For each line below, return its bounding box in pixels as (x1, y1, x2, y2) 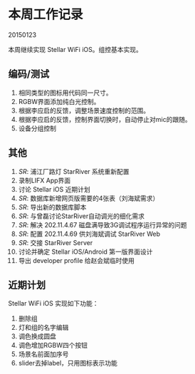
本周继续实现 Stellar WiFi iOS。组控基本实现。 (8, 45, 143, 53)
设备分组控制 (18, 124, 56, 133)
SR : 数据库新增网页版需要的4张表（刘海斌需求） (18, 194, 159, 202)
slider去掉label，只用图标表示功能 (18, 359, 118, 368)
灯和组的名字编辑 (18, 323, 69, 332)
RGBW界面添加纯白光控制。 (18, 97, 100, 105)
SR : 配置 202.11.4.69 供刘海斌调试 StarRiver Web (18, 229, 161, 238)
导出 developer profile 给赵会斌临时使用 (18, 256, 135, 264)
